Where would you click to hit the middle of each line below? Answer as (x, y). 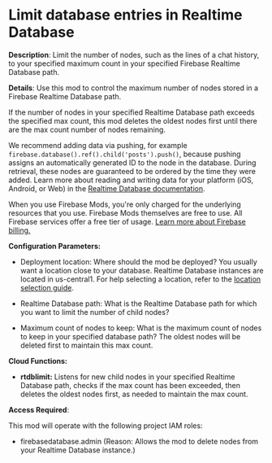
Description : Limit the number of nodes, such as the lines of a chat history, (134, 55)
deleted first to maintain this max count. (86, 345)
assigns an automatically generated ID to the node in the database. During (132, 162)
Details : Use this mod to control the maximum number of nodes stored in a (133, 88)
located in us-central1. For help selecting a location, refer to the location (140, 279)
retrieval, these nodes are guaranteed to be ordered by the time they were (132, 171)
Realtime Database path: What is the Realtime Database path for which (138, 304)
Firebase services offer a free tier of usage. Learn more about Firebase (127, 221)
